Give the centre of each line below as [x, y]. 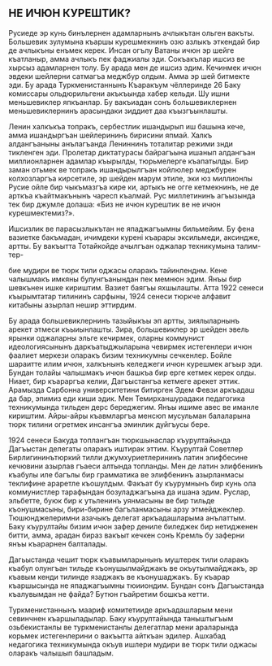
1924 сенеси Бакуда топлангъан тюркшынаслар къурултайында [120, 440]
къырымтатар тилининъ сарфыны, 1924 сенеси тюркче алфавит [120, 296]
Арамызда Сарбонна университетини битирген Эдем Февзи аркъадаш [132, 390]
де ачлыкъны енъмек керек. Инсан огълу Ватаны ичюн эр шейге [121, 50]
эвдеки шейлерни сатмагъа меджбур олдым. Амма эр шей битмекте [129, 76]
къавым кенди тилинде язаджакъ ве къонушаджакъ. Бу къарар [119, 577]
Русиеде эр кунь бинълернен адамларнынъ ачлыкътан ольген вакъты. [132, 33]
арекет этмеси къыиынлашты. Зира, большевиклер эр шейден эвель [129, 329]
